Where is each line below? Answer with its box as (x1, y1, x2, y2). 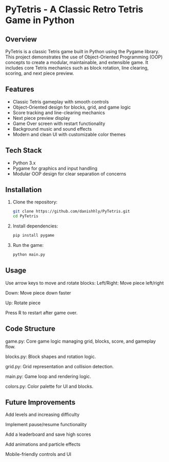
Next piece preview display (12, 115, 70, 121)
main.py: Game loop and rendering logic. (5, 373, 91, 380)
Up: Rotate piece (5, 300, 41, 306)
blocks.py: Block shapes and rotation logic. (5, 353, 96, 360)
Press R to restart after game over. (5, 309, 78, 316)
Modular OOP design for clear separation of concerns (12, 171, 126, 177)
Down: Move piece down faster (5, 289, 72, 296)
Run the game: (12, 242, 44, 248)
